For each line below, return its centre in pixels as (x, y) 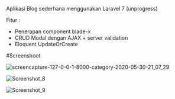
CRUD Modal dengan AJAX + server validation (71, 38)
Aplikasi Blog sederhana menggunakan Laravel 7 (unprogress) (82, 9)
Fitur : (13, 20)
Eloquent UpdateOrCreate (46, 44)
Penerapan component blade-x (53, 31)
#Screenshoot (23, 55)
